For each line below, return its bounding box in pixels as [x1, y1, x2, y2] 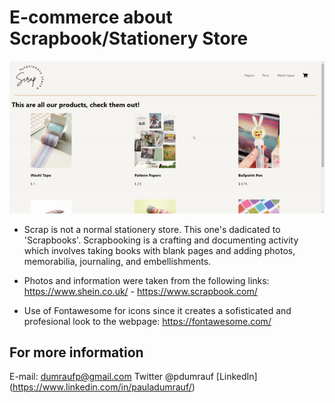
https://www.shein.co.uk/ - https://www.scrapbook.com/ [23, 285, 258, 297]
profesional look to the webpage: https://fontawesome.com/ [23, 315, 272, 327]
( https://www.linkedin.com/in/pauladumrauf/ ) [9, 381, 196, 393]
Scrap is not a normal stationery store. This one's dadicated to [23, 223, 281, 235]
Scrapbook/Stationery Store [9, 27, 249, 50]
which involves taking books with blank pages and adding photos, [23, 244, 296, 256]
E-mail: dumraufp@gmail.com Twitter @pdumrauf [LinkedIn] [9, 371, 258, 383]
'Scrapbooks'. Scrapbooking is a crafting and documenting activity [23, 234, 299, 246]
